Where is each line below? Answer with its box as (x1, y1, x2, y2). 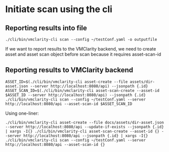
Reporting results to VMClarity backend (5, 66, 134, 74)
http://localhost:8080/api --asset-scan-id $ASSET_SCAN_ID (5, 101, 133, 107)
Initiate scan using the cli (5, 4, 113, 15)
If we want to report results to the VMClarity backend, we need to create (5, 46, 156, 52)
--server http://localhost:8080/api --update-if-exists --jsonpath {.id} (5, 124, 164, 129)
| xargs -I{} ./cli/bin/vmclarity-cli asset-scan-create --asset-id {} (5, 129, 159, 134)
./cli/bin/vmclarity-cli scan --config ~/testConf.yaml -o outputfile (5, 37, 157, 42)
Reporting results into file (5, 24, 87, 32)
